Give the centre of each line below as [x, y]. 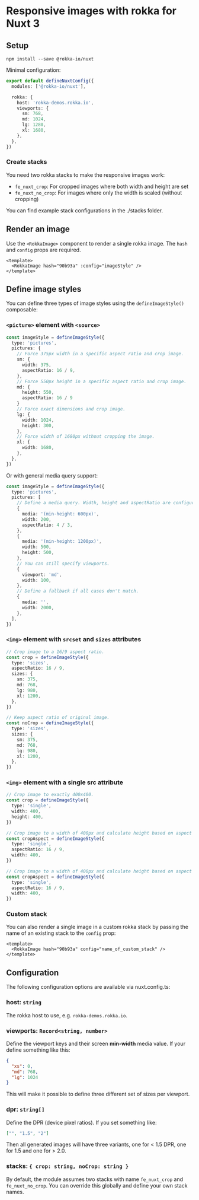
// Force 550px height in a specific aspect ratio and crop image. [102, 381]
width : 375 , [36, 365]
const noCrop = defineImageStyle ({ [50, 723]
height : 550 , [38, 393]
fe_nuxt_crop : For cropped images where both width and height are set [102, 186]
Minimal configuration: [33, 70]
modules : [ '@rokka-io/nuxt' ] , [49, 86]
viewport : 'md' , [42, 574]
